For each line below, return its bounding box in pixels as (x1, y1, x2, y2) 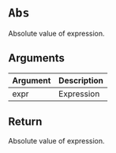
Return (8, 115, 43, 129)
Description (58, 75, 104, 86)
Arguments (8, 51, 65, 65)
